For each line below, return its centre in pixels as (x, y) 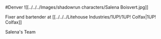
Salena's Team (21, 32)
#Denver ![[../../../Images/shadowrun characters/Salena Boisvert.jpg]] (77, 7)
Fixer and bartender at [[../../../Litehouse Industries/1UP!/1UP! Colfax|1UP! (81, 17)
